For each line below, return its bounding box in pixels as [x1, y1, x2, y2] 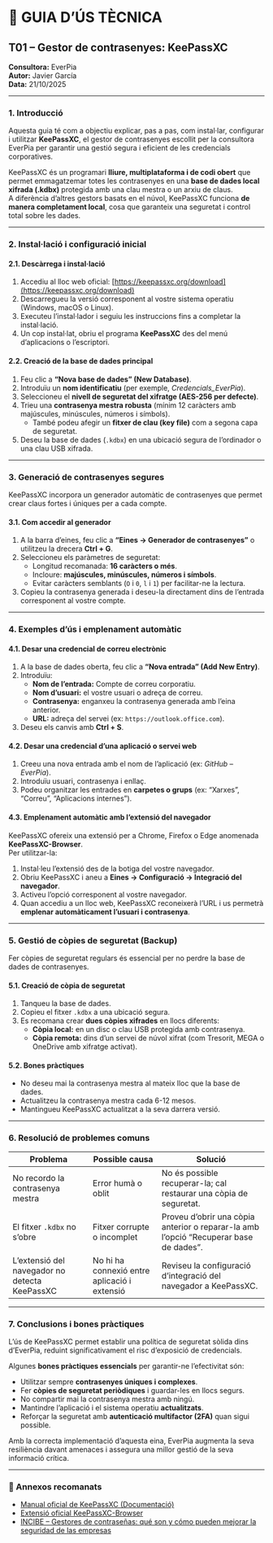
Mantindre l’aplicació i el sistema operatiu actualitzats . [19, 1402, 204, 1412]
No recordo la [12, 1172, 65, 1183]
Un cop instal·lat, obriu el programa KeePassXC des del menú [19, 329, 228, 339]
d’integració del [161, 1270, 221, 1281]
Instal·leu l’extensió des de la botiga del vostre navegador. [19, 863, 214, 873]
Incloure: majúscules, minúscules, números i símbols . [32, 570, 217, 579]
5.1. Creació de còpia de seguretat [8, 981, 126, 990]
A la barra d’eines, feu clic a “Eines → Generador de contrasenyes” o [19, 535, 255, 545]
